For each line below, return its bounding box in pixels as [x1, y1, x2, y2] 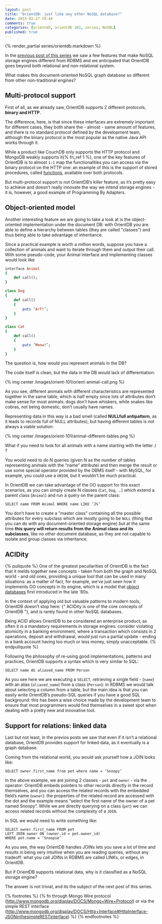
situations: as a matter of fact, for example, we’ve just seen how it [5, 579, 136, 585]
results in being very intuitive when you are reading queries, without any [5, 849, 149, 855]
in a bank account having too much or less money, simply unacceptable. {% [5, 639, 156, 645]
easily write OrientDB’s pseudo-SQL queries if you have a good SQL [5, 692, 140, 698]
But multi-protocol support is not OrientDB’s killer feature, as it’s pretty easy [5, 179, 156, 185]
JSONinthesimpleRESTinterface [5, 914, 69, 919]
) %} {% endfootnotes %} [68, 914, 119, 919]
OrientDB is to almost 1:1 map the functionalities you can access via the [5, 159, 148, 165]
